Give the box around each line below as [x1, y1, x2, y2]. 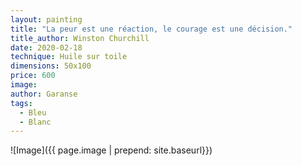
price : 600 [10, 71, 56, 81]
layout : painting [10, 14, 83, 25]
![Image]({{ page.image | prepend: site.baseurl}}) [10, 144, 213, 156]
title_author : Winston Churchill [10, 33, 150, 43]
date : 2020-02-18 [10, 42, 83, 53]
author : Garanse [10, 89, 78, 99]
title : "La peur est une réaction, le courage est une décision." [10, 24, 293, 34]
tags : [10, 98, 33, 108]
